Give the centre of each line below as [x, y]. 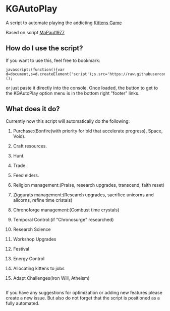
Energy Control [29, 258]
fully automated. [23, 303]
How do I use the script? [44, 48]
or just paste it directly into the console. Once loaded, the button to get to [82, 88]
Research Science [32, 229]
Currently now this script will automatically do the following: [68, 121]
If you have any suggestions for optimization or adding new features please [84, 292]
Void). [19, 136]
